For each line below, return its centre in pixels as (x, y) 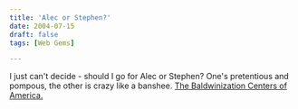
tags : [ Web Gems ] (42, 43)
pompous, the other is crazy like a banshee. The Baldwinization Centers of (149, 86)
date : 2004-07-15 (42, 26)
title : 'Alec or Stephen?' (60, 18)
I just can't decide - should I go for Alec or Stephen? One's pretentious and (149, 77)
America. (26, 95)
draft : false (34, 34)
